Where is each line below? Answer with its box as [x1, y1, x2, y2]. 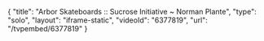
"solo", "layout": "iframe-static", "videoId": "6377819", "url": [7, 15, 209, 25]
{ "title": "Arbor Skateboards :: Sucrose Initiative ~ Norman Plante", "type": [7, 7, 257, 16]
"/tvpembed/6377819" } [7, 24, 88, 33]
